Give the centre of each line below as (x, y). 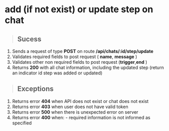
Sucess (29, 39)
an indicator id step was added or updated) (57, 73)
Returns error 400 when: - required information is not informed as (81, 117)
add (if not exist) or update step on (79, 9)
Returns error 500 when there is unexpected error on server (75, 112)
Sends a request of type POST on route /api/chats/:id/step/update (83, 51)
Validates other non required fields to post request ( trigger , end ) (80, 62)
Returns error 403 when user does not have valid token (70, 107)
